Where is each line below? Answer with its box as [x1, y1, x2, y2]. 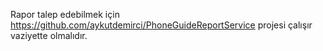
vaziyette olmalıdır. [10, 30, 88, 41]
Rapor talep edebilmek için [10, 9, 120, 20]
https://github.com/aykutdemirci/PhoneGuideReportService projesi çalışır [10, 19, 313, 31]
